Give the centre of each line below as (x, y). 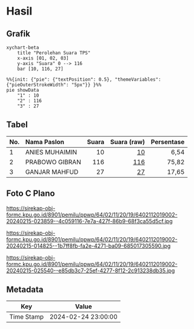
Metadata (25, 290)
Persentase (168, 142)
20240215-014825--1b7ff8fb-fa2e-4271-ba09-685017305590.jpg (89, 246)
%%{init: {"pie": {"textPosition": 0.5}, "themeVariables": (84, 80)
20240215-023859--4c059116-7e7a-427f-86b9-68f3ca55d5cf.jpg (89, 221)
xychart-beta (23, 47)
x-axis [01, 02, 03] (43, 58)
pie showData (23, 90)
